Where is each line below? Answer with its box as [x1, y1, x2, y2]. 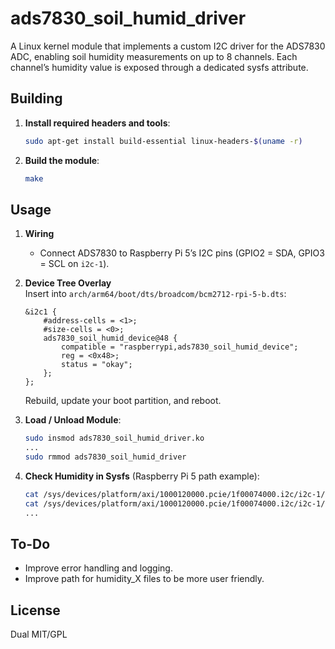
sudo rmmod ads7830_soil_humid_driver [24, 452, 187, 462]
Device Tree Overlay [24, 277, 112, 289]
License [10, 602, 61, 619]
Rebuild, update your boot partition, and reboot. [24, 395, 222, 407]
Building [10, 90, 63, 107]
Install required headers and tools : [24, 117, 171, 129]
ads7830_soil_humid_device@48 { [43, 333, 178, 344]
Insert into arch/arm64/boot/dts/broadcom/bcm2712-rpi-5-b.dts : [24, 288, 287, 300]
